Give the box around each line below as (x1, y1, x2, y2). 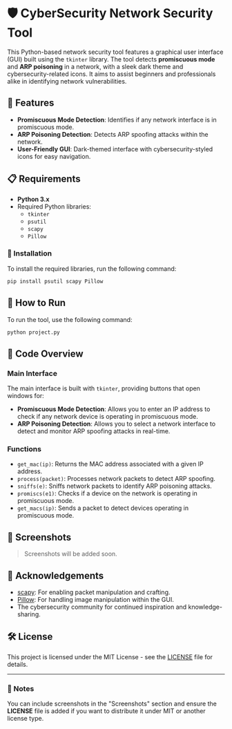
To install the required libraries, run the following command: (7, 264, 177, 273)
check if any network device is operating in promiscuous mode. (17, 413, 198, 421)
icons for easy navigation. (17, 152, 91, 160)
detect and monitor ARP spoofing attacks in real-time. (17, 427, 171, 435)
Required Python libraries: (17, 202, 92, 211)
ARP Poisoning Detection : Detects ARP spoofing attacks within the (17, 130, 209, 138)
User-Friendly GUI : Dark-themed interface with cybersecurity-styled (17, 144, 213, 153)
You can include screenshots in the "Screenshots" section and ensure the (7, 699, 217, 708)
